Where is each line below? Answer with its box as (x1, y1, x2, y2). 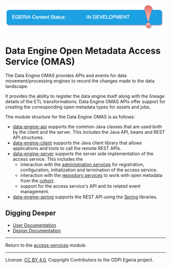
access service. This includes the (12, 156, 83, 162)
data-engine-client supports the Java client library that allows (12, 140, 142, 146)
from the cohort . (20, 177, 55, 184)
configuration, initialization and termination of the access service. (20, 167, 158, 173)
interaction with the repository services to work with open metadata (20, 172, 163, 178)
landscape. (5, 83, 29, 90)
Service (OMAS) (5, 55, 75, 67)
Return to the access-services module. (5, 242, 87, 248)
